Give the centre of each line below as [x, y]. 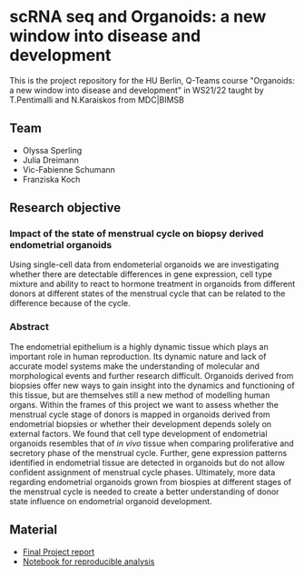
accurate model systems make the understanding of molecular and [135, 366]
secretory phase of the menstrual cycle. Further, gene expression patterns [148, 452]
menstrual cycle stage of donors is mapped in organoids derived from [140, 414]
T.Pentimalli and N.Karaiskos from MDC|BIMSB [97, 99]
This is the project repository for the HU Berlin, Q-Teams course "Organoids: [152, 80]
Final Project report [59, 551]
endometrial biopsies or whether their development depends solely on [141, 423]
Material [33, 530]
